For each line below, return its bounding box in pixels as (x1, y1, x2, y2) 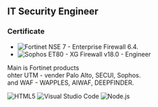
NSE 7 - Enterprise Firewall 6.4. (48, 42, 138, 51)
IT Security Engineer (7, 6, 99, 17)
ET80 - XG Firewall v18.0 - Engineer (48, 50, 152, 58)
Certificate (7, 27, 45, 36)
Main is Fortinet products (7, 63, 80, 72)
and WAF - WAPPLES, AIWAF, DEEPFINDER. (7, 78, 134, 87)
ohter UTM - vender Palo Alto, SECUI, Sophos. (7, 71, 141, 79)
